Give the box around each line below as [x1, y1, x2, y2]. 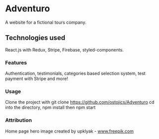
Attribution [5, 117, 32, 124]
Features [5, 59, 27, 66]
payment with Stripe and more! [5, 76, 68, 82]
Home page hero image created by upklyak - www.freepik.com [5, 128, 134, 134]
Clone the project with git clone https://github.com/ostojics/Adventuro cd [5, 99, 155, 105]
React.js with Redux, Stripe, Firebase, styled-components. [5, 46, 124, 52]
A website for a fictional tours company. [5, 19, 87, 25]
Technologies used [5, 34, 65, 42]
